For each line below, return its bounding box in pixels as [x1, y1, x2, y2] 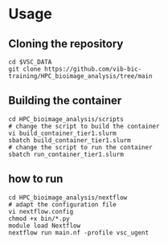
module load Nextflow [8, 222, 81, 230]
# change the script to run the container [8, 143, 153, 151]
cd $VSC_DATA [8, 58, 52, 66]
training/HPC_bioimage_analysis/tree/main [8, 72, 153, 80]
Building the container [8, 94, 122, 108]
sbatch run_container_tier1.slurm [8, 150, 125, 158]
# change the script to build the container [8, 122, 160, 130]
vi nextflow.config [8, 207, 74, 215]
